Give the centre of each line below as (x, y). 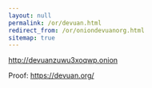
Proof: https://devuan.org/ (51, 75)
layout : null (30, 15)
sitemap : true (32, 38)
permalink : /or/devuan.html (55, 23)
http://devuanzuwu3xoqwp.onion (63, 60)
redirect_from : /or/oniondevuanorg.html (77, 30)
